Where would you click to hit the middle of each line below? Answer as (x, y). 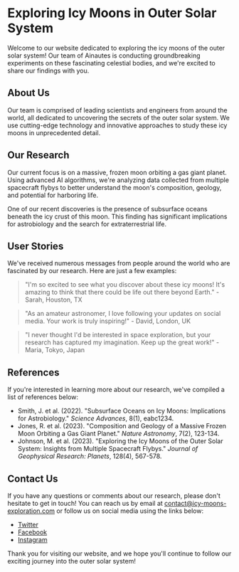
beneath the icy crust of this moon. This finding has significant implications (117, 216)
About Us (28, 93)
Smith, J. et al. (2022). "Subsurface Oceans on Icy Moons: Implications (122, 411)
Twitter (28, 525)
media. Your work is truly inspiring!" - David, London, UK (107, 321)
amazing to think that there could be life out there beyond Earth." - (122, 292)
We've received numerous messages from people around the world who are (119, 263)
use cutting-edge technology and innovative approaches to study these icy (117, 125)
